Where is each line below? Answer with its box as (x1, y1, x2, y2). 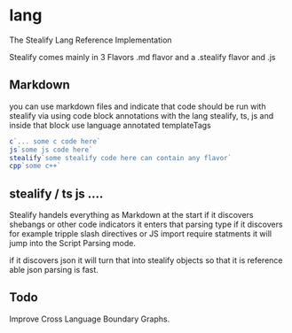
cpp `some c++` (9, 161, 62, 171)
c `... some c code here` (9, 136, 101, 146)
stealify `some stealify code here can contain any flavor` (9, 153, 233, 162)
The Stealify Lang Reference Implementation (9, 35, 172, 45)
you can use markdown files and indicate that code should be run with (9, 101, 266, 112)
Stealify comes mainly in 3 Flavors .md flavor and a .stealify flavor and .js (9, 51, 276, 62)
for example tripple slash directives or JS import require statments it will (9, 228, 272, 239)
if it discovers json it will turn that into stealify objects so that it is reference (9, 255, 283, 266)
